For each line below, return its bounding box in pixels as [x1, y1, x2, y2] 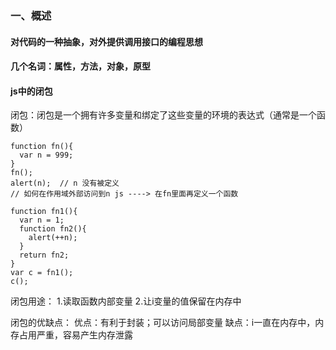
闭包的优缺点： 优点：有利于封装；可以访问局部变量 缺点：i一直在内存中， [10, 317, 316, 329]
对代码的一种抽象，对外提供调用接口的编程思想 [10, 35, 203, 47]
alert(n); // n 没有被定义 [10, 178, 120, 189]
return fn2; [19, 250, 70, 261]
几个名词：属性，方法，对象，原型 [10, 60, 151, 72]
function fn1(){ [10, 207, 78, 217]
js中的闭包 [10, 85, 53, 97]
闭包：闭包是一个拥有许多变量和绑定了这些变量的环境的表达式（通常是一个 [10, 109, 317, 121]
